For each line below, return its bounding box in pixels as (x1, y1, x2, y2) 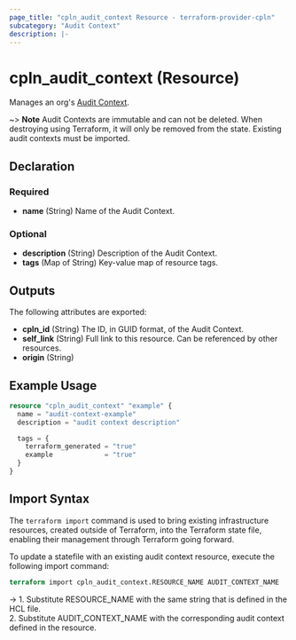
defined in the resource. (9, 622, 97, 633)
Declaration (9, 159, 75, 174)
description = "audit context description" (17, 418, 180, 427)
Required (9, 186, 50, 198)
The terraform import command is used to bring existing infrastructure (9, 515, 269, 525)
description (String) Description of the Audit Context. (21, 248, 218, 258)
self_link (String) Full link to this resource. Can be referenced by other (21, 334, 278, 344)
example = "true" (25, 450, 137, 460)
